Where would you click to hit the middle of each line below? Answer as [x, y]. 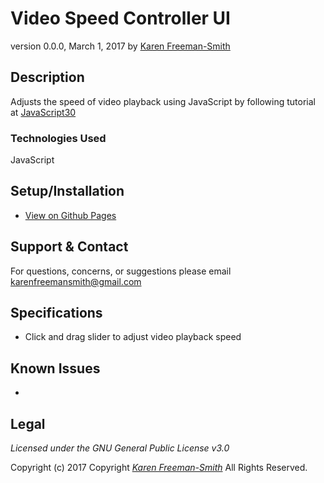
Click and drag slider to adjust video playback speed [133, 337]
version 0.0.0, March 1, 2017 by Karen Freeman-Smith [120, 46]
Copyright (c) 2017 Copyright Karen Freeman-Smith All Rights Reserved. [159, 468]
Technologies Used [58, 138]
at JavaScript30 [43, 112]
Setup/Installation [67, 191]
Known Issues [55, 368]
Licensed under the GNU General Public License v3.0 [120, 448]
